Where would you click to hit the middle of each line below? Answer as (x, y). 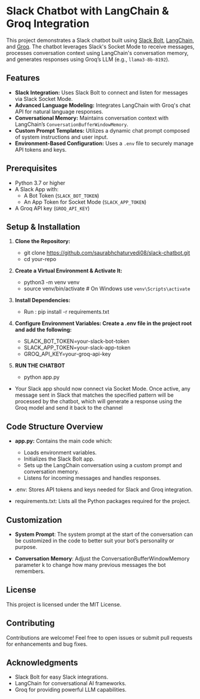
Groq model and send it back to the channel (69, 408)
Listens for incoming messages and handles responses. (92, 478)
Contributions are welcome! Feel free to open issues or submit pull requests (99, 637)
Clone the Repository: (42, 241)
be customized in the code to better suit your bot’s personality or (94, 541)
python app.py (41, 377)
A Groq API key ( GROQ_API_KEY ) (52, 208)
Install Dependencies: (42, 301)
